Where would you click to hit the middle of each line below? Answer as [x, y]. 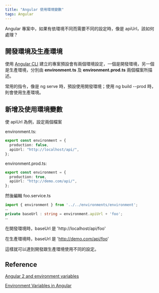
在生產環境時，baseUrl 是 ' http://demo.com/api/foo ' [57, 239]
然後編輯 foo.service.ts [28, 196]
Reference [21, 265]
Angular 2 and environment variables [42, 276]
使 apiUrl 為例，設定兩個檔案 [34, 122]
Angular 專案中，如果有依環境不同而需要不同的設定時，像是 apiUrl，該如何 [80, 28]
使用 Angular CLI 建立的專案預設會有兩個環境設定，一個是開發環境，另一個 [80, 64]
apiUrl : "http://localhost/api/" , [44, 149]
